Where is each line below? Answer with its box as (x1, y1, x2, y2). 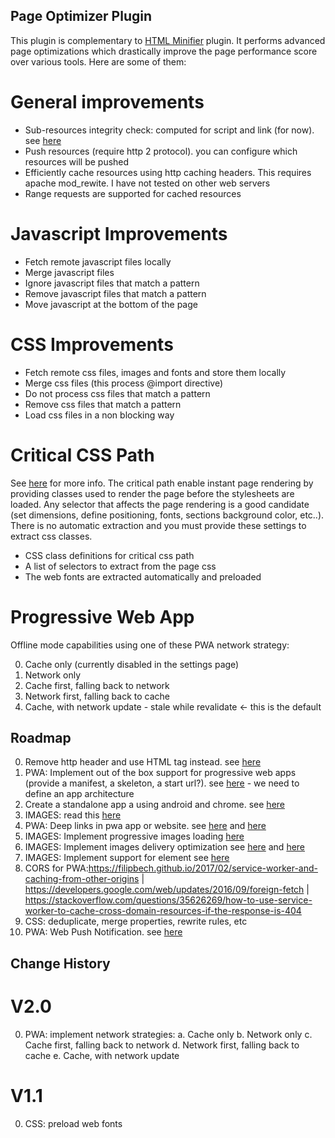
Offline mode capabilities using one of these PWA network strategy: (10, 639, 290, 651)
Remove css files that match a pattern (24, 398, 182, 410)
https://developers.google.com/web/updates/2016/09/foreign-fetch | (24, 884, 310, 896)
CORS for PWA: (24, 862, 89, 874)
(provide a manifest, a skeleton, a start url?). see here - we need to (24, 777, 300, 789)
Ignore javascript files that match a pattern (24, 277, 200, 289)
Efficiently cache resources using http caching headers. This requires (24, 166, 312, 178)
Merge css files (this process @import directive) (24, 377, 224, 389)
